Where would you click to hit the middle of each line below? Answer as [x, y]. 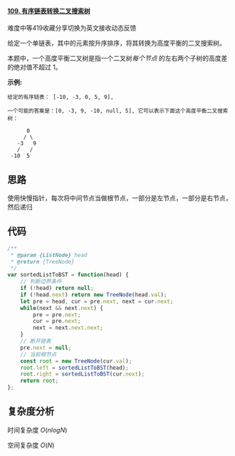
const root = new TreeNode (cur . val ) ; [76, 361]
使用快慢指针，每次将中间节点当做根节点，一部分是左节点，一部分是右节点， [120, 198]
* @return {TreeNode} [42, 261]
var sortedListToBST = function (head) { [68, 275]
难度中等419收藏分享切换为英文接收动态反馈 [72, 28]
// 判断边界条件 [41, 281]
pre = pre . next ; [57, 315]
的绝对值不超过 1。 [35, 67]
